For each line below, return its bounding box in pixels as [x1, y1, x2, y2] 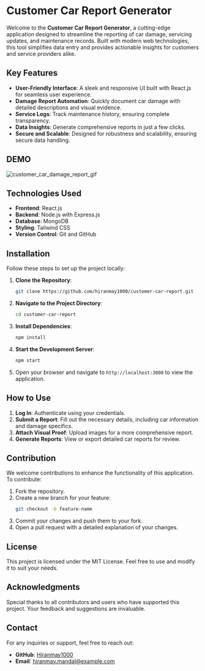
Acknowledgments [6, 582, 81, 592]
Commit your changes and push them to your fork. [15, 517, 143, 525]
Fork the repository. [15, 487, 65, 495]
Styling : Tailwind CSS [15, 224, 70, 231]
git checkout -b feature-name [15, 506, 93, 513]
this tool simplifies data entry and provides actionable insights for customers [6, 44, 199, 51]
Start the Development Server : [15, 345, 95, 353]
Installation [6, 248, 50, 258]
